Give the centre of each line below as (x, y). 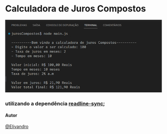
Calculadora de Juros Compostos (76, 9)
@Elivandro (17, 126)
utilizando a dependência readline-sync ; (55, 104)
